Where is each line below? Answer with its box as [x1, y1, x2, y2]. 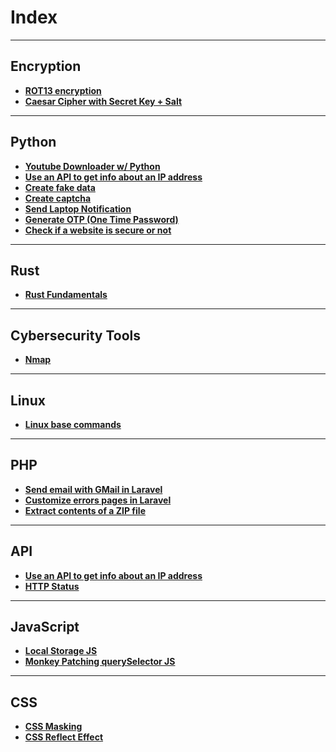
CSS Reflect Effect [24, 731, 104, 743]
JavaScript [10, 619, 80, 636]
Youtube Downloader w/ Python [24, 160, 161, 172]
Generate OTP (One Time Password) [24, 213, 179, 225]
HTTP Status [24, 580, 80, 592]
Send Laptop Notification [24, 202, 132, 215]
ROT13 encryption [24, 84, 102, 96]
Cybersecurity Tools [10, 327, 142, 344]
